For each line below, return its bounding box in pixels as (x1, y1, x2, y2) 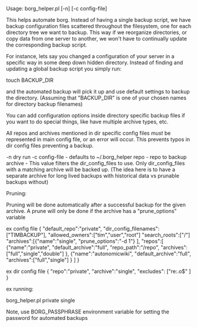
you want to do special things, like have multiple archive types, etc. (6, 118, 169, 125)
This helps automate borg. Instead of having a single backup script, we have (6, 16, 191, 23)
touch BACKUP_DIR (6, 76, 54, 84)
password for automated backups (6, 315, 88, 321)
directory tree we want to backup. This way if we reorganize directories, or (6, 29, 187, 36)
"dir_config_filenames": (103, 225, 160, 232)
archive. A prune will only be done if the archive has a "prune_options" (6, 208, 177, 214)
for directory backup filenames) (6, 101, 83, 108)
